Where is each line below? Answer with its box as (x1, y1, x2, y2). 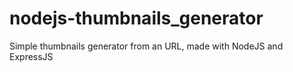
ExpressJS (9, 50, 54, 62)
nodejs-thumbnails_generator (9, 7, 264, 30)
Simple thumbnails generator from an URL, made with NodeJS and (9, 40, 284, 52)
